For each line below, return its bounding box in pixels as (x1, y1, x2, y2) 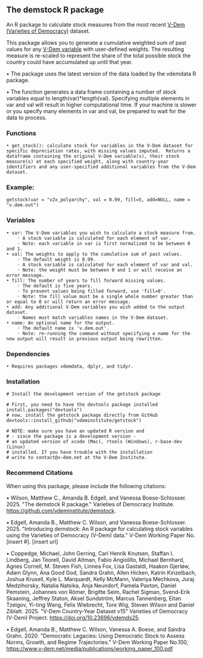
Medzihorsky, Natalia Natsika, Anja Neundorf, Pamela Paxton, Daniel (6, 582, 176, 589)
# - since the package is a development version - (6, 434, 137, 440)
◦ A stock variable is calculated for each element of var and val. (17, 261, 193, 268)
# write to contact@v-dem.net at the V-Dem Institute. (6, 455, 147, 461)
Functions (6, 129, 36, 137)
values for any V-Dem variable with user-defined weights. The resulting (6, 45, 184, 53)
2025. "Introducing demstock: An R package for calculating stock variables (6, 525, 193, 532)
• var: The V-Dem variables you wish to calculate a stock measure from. (6, 230, 196, 236)
